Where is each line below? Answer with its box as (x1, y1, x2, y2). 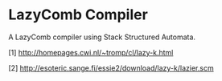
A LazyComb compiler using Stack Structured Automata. (8, 32, 195, 42)
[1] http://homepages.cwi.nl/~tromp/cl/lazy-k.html (8, 47, 174, 57)
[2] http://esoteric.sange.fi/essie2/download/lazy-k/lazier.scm (8, 63, 215, 73)
